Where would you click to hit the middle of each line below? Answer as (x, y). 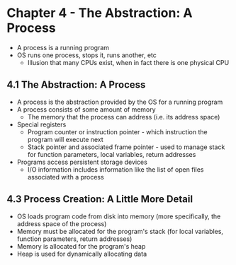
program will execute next (65, 139)
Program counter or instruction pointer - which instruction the (117, 131)
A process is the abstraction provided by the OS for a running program (120, 102)
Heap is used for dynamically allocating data (82, 254)
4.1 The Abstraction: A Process (76, 85)
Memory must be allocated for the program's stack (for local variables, (120, 231)
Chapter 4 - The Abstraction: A (100, 13)
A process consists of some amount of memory (86, 109)
